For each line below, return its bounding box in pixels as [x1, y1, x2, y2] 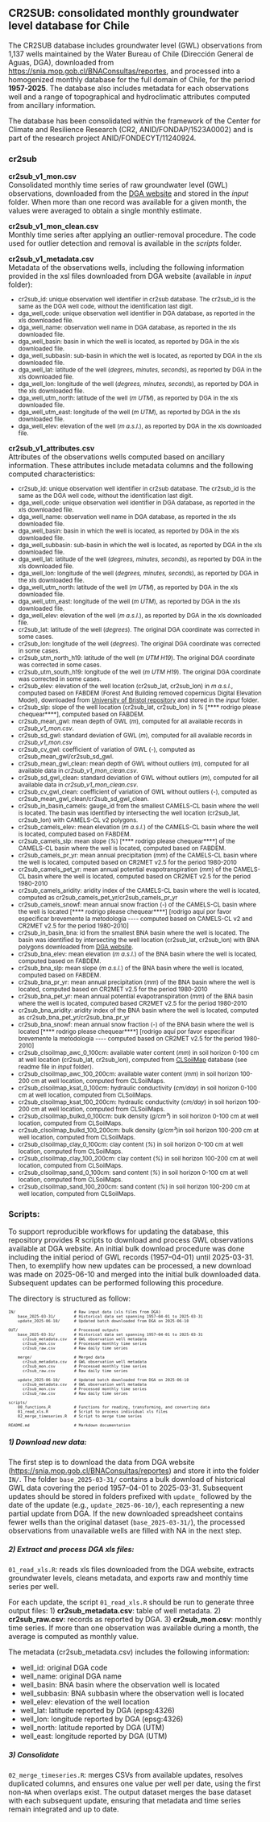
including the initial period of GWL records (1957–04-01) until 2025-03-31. [8, 1252, 255, 1262]
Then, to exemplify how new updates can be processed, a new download [8, 1261, 251, 1271]
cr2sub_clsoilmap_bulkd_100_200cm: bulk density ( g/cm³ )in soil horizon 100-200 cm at [18, 1127, 260, 1135]
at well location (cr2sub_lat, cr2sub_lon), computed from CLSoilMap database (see [18, 1056, 247, 1065]
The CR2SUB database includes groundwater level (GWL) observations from [8, 40, 263, 50]
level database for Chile [8, 19, 131, 33]
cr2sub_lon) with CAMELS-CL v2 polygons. [18, 816, 139, 824]
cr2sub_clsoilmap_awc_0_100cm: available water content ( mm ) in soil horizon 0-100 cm [18, 1049, 260, 1057]
